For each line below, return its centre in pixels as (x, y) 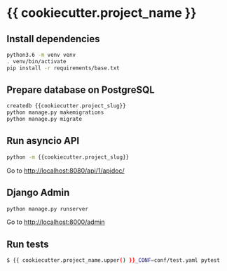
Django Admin (38, 193)
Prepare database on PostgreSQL (81, 90)
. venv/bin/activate (37, 61)
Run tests (28, 244)
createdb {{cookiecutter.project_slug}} (67, 106)
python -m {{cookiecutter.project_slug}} (68, 157)
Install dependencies (53, 39)
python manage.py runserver (48, 209)
